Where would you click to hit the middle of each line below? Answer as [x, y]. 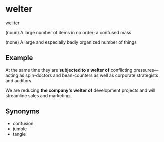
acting [12, 75]
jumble [19, 129]
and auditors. [19, 80]
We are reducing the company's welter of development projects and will [80, 90]
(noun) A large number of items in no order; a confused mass [68, 32]
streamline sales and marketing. [38, 95]
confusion [23, 123]
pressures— [146, 70]
